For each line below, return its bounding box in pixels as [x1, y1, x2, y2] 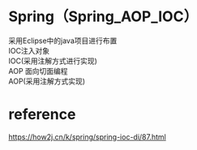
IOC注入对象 [8, 45, 50, 55]
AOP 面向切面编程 [8, 66, 68, 75]
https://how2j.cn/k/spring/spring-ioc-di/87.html [8, 131, 166, 142]
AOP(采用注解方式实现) [8, 76, 86, 86]
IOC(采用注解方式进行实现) [8, 56, 97, 66]
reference [8, 105, 76, 124]
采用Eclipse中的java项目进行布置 [8, 36, 118, 45]
